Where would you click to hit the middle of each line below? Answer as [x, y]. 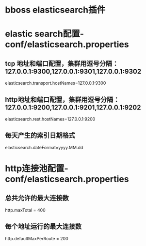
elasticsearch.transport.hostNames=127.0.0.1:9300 [56, 83]
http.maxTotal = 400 [25, 210]
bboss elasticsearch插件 [55, 10]
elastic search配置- [44, 34]
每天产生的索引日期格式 [40, 135]
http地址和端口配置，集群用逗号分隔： [62, 100]
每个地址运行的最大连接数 [43, 226]
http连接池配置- [37, 169]
